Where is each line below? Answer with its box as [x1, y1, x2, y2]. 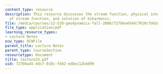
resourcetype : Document [5, 52, 53, 57]
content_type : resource [5, 7, 53, 12]
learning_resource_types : [5, 30, 57, 35]
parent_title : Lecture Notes [5, 43, 64, 48]
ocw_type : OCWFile [5, 39, 42, 44]
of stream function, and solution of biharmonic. [9, 16, 112, 21]
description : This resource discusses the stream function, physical [5, 12, 149, 17]
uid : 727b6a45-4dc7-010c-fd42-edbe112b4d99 [5, 61, 95, 66]
